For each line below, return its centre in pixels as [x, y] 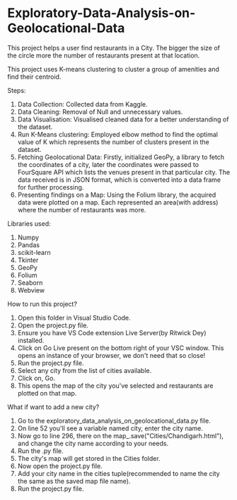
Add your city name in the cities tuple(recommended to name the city [119, 473]
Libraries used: [29, 223]
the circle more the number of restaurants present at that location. [104, 55]
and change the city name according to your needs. [93, 443]
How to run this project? [42, 304]
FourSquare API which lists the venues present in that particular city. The [124, 172]
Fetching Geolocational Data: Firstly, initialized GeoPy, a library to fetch [121, 157]
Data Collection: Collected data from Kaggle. [82, 104]
